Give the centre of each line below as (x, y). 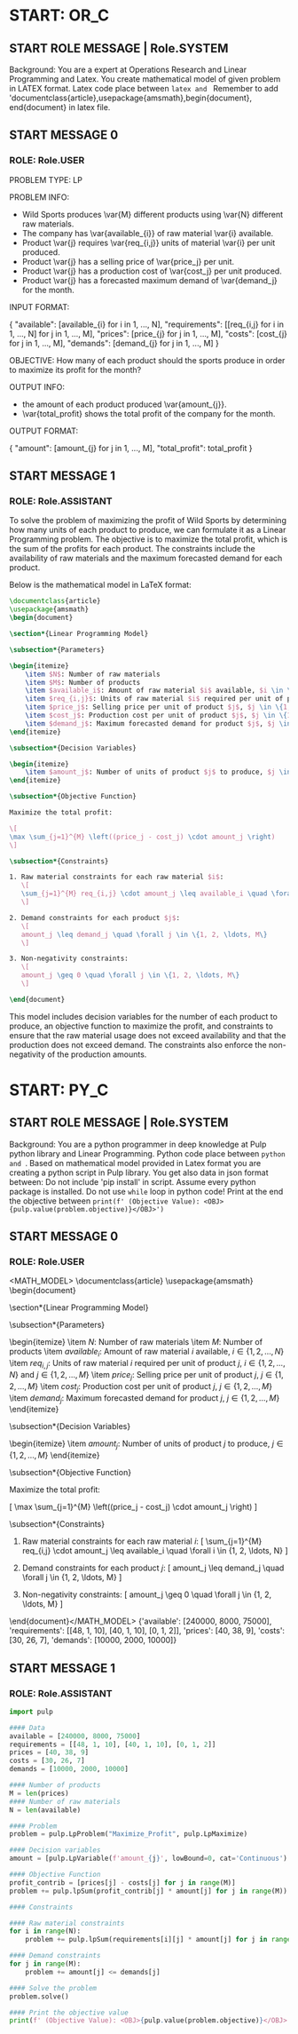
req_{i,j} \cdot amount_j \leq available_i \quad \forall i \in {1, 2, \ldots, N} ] (155, 1551)
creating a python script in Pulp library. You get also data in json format (139, 1172)
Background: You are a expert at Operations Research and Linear (128, 69)
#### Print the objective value (69, 2013)
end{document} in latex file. (60, 107)
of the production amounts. (97, 1054)
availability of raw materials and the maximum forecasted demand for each (146, 558)
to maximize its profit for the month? (75, 369)
